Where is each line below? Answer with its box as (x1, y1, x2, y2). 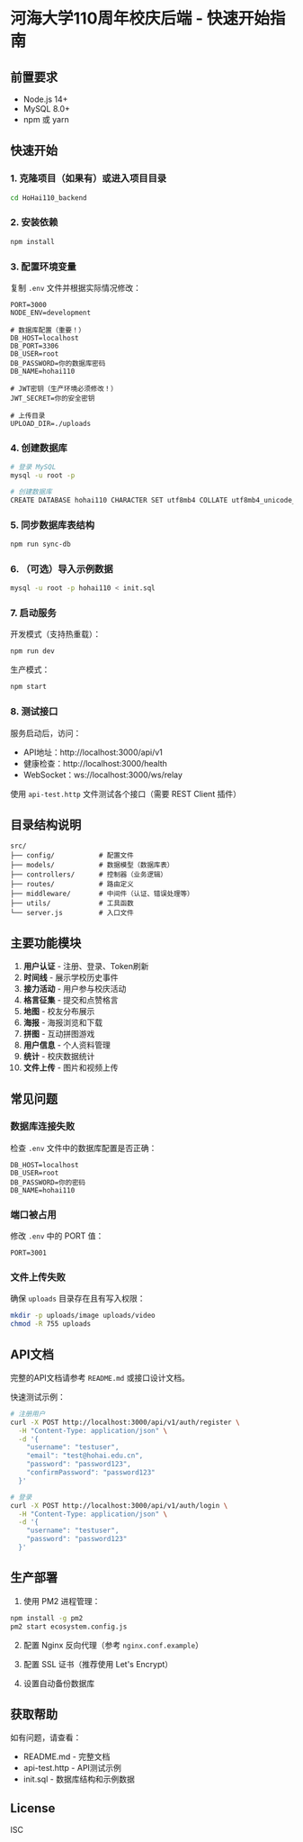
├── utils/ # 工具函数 (10, 899, 134, 908)
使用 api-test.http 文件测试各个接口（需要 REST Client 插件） (10, 788, 242, 799)
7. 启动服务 (10, 607, 57, 620)
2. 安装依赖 (10, 216, 58, 229)
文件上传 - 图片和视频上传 (22, 1062, 120, 1073)
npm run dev (10, 647, 55, 656)
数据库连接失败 (10, 1121, 76, 1133)
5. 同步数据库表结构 (10, 519, 95, 531)
